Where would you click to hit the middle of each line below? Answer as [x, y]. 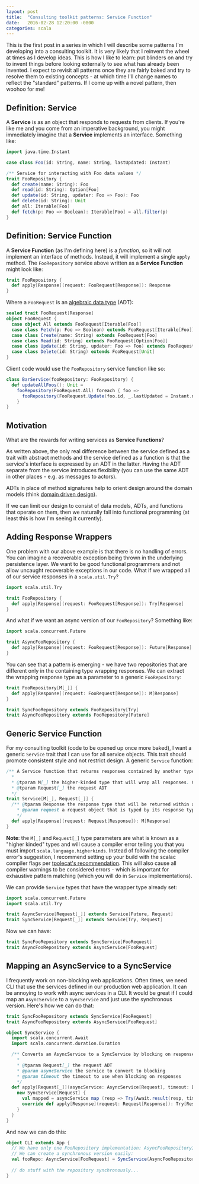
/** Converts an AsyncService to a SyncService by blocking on [91, 1054]
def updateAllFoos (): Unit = [47, 385]
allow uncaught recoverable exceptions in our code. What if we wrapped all [98, 570]
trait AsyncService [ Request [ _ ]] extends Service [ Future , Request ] [90, 914]
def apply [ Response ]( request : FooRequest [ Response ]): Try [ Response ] [98, 604]
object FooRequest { [32, 319]
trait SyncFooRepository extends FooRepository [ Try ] [73, 709]
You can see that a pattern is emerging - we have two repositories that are [97, 664]
